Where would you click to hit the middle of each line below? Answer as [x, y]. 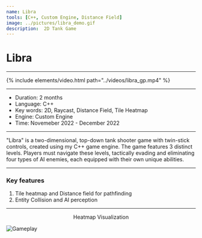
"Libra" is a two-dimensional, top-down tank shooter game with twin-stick [98, 140]
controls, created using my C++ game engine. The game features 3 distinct [99, 147]
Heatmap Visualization [101, 217]
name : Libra [21, 12]
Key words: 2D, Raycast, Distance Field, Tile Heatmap [81, 110]
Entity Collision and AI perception [56, 200]
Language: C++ [34, 104]
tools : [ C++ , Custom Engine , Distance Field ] [64, 17]
